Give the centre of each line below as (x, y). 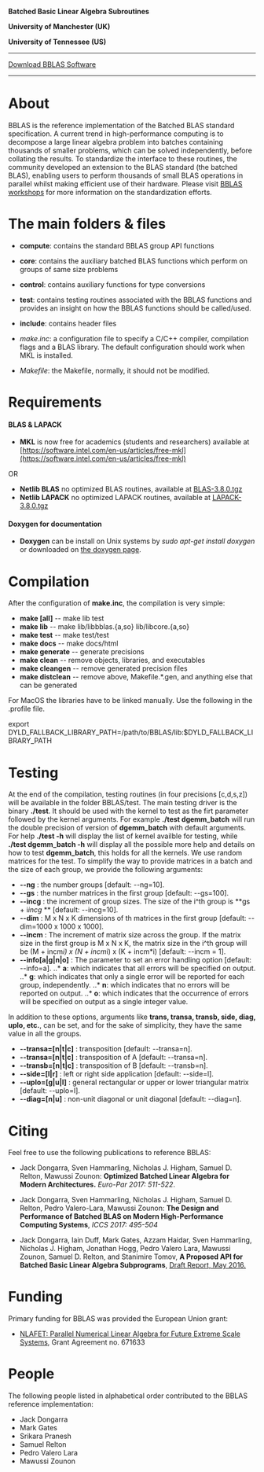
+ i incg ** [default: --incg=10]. (69, 910)
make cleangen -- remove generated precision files (103, 668)
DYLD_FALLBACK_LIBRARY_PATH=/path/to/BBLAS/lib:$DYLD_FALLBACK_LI (131, 732)
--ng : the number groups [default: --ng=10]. (92, 885)
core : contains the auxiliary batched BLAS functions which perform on (133, 261)
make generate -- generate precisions (82, 652)
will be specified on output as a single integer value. (104, 1002)
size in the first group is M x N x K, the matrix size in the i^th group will (133, 944)
